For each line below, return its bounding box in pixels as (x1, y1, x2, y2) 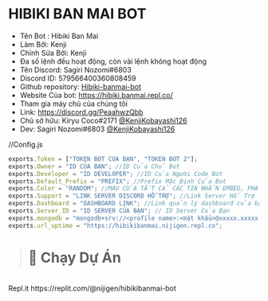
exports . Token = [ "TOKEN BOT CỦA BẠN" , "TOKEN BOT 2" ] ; (8, 154, 198, 163)
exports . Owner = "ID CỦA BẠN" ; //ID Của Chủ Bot (8, 162, 180, 170)
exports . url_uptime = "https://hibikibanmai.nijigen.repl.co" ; (8, 221, 223, 229)
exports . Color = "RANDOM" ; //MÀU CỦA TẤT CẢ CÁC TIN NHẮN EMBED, (8, 185, 245, 193)
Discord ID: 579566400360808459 (19, 73, 136, 83)
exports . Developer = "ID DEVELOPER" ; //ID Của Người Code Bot (8, 170, 223, 178)
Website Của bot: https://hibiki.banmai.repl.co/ (19, 90, 174, 100)
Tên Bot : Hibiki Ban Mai (19, 31, 99, 41)
